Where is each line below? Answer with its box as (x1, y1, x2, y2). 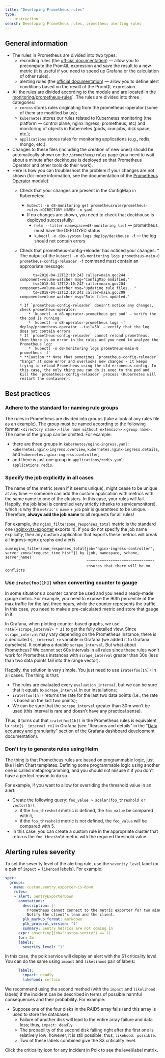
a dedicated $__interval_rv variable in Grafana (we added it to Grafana (5, 637, 150, 643)
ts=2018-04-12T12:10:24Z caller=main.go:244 (32, 273, 126, 278)
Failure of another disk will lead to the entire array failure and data (19, 1017, 153, 1023)
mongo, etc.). (19, 141, 47, 147)
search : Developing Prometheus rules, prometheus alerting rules (5, 21, 141, 26)
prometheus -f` (19, 350, 51, 355)
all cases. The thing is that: (5, 672, 59, 678)
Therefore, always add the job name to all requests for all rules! (5, 512, 134, 517)
